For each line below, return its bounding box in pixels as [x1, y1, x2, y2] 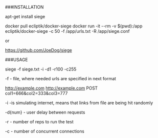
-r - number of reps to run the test [5, 119, 74, 124]
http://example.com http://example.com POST [5, 85, 98, 91]
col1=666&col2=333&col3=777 [5, 91, 68, 96]
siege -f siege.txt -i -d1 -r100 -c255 [5, 66, 77, 72]
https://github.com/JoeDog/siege [5, 47, 72, 53]
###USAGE [5, 57, 28, 63]
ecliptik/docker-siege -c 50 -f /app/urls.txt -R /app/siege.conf [5, 28, 130, 34]
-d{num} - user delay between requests [5, 110, 86, 115]
